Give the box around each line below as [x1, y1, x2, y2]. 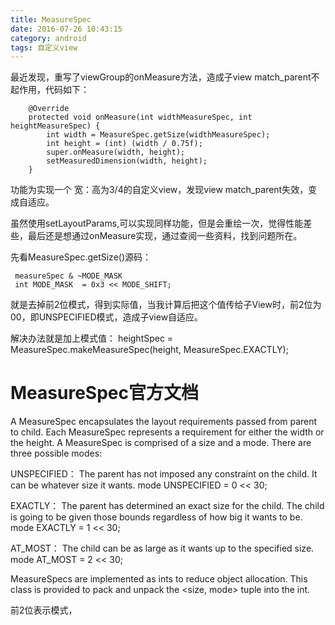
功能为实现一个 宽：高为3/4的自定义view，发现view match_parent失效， [10, 184, 309, 196]
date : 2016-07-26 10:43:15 [10, 24, 123, 34]
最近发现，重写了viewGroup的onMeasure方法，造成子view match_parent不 [10, 71, 320, 83]
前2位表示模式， [10, 604, 78, 616]
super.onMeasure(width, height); [46, 147, 186, 158]
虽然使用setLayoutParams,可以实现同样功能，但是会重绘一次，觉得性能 [10, 217, 304, 230]
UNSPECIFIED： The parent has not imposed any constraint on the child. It [10, 468, 318, 480]
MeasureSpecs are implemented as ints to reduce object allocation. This [10, 573, 308, 585]
